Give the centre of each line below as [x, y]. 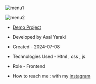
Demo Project [27, 27]
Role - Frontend [29, 66]
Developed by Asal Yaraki [39, 37]
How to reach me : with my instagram [52, 76]
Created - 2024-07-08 [36, 47]
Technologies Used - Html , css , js [49, 56]
